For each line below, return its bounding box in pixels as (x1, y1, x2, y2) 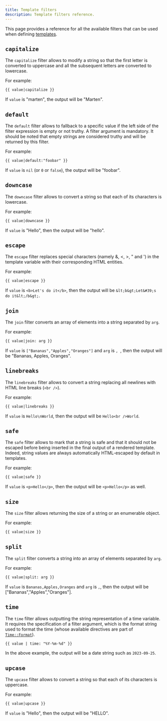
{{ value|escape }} (5, 278, 46, 284)
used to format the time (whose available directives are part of (5, 626, 133, 632)
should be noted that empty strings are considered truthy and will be (5, 133, 146, 139)
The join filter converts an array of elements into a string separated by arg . (5, 319, 160, 325)
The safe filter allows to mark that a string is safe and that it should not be (5, 439, 157, 445)
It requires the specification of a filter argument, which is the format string (5, 621, 157, 627)
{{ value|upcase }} (5, 701, 46, 707)
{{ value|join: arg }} (5, 339, 52, 344)
